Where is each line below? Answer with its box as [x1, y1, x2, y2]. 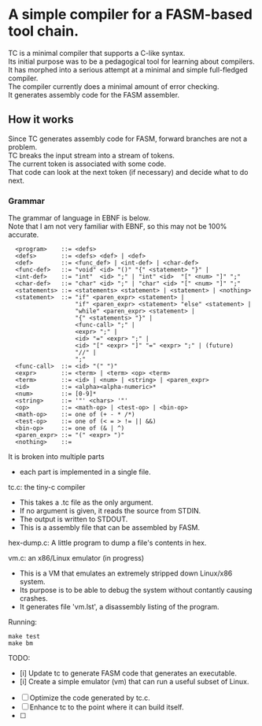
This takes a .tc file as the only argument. [19, 498, 153, 507]
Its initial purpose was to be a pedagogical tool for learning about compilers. [8, 57, 256, 66]
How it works [8, 113, 74, 127]
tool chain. [8, 22, 79, 40]
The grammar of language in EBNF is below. [8, 213, 151, 223]
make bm [8, 639, 34, 647]
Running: [8, 617, 38, 627]
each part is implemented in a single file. [19, 467, 151, 477]
